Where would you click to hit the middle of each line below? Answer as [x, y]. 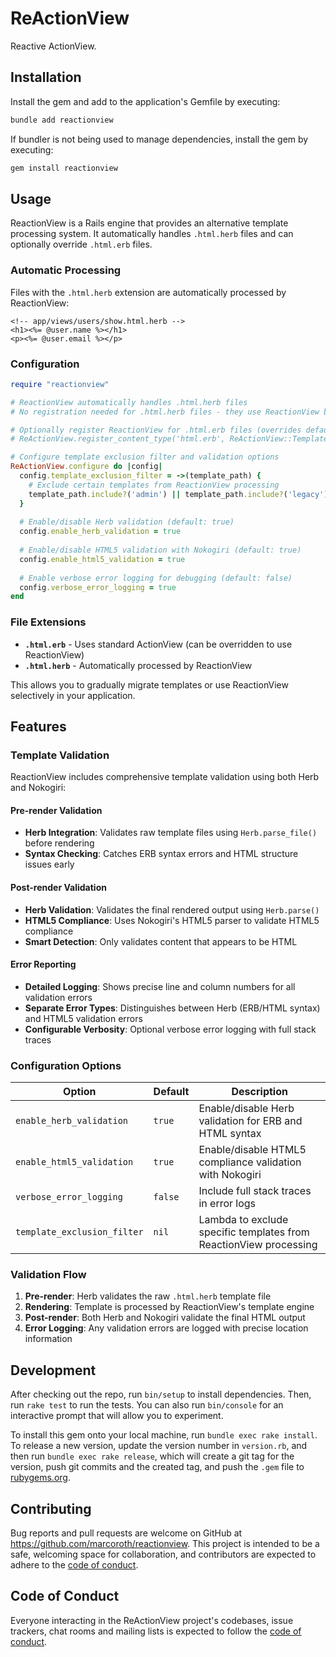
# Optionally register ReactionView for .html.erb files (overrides [156, 430]
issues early [49, 864]
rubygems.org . [40, 1478]
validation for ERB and [250, 1121]
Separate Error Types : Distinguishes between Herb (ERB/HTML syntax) [172, 1008]
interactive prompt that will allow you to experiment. [117, 1416]
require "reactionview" [60, 384]
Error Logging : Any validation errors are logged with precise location [166, 1328]
